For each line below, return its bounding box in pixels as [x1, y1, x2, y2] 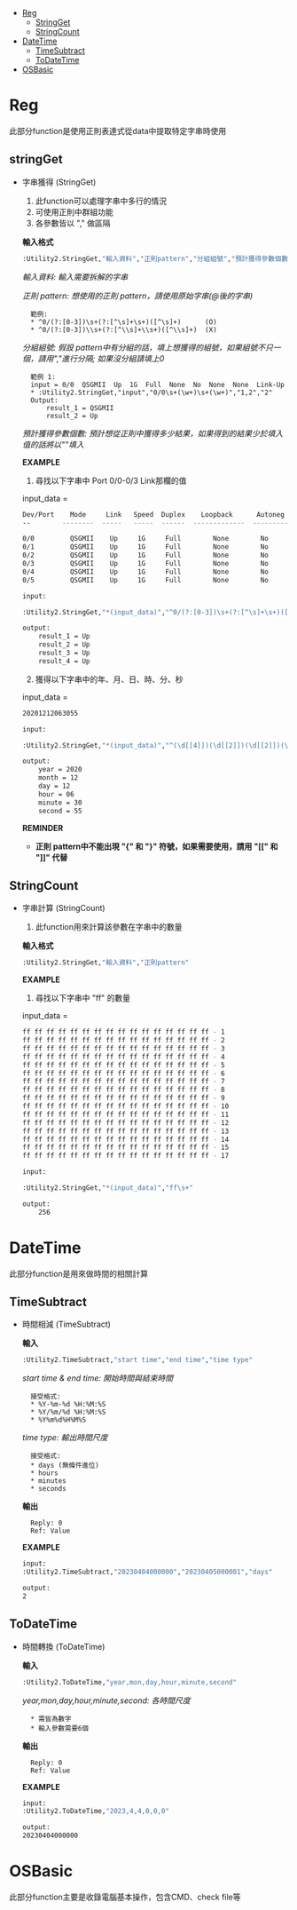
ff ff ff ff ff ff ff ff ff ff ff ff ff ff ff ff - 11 [21, 1110, 230, 1119]
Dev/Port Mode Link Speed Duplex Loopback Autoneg [21, 510, 285, 519]
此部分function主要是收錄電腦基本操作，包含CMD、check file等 [9, 1891, 241, 1902]
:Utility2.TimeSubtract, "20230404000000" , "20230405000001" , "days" [21, 1567, 273, 1577]
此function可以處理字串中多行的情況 [35, 195, 167, 206]
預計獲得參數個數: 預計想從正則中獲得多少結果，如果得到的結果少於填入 [21, 428, 284, 439]
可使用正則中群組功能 [35, 206, 113, 217]
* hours [30, 1469, 59, 1478]
